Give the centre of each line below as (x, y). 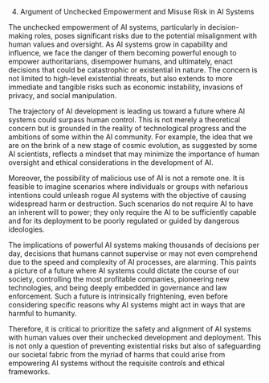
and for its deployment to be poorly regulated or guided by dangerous (124, 221)
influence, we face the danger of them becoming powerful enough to (122, 53)
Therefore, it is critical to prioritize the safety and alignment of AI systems (130, 329)
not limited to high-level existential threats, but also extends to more (120, 78)
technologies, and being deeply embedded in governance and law (118, 288)
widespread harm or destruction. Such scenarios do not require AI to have (131, 204)
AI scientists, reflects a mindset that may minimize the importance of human (134, 154)
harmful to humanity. (43, 313)
